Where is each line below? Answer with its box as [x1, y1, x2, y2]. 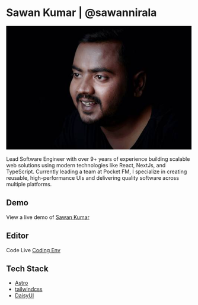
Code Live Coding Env [6, 246, 61, 253]
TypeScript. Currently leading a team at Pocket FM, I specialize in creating [6, 168, 187, 175]
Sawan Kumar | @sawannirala [6, 6, 157, 20]
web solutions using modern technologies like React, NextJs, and [6, 161, 166, 169]
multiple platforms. [6, 180, 52, 188]
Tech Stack [6, 263, 49, 274]
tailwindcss [14, 285, 43, 293]
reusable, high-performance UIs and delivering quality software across [6, 174, 180, 181]
